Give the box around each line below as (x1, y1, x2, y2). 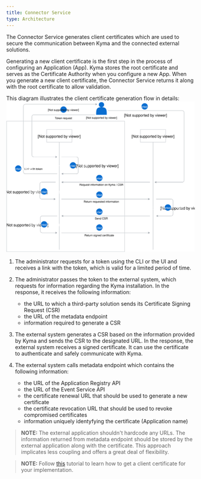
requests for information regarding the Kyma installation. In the (14, 282, 169, 289)
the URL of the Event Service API (23, 386, 105, 393)
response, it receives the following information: (14, 288, 131, 296)
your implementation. (20, 466, 74, 473)
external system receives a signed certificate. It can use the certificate (14, 343, 189, 350)
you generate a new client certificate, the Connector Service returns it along (6, 77, 194, 84)
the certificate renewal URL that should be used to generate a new (23, 392, 188, 399)
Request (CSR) (23, 306, 60, 314)
